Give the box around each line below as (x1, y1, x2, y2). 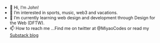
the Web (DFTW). (9, 20, 45, 26)
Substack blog (9, 32, 39, 38)
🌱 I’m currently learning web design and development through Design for (9, 15, 156, 20)
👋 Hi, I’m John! (9, 5, 39, 10)
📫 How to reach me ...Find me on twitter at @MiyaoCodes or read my (9, 26, 149, 31)
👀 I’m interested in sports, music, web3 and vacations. (9, 10, 118, 15)
